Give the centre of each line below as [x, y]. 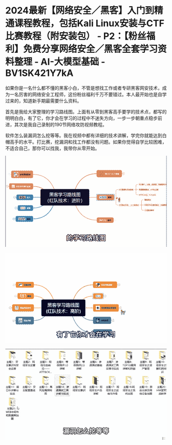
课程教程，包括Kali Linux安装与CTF [90, 23]
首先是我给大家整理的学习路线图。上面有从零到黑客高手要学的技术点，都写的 [86, 111]
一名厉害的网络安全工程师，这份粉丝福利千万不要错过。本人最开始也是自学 [88, 94]
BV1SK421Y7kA [39, 73]
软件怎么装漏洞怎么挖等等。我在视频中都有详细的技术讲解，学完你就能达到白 [86, 135]
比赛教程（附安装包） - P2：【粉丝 [76, 36]
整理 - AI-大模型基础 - [60, 62]
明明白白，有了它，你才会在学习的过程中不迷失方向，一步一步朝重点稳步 [81, 118]
